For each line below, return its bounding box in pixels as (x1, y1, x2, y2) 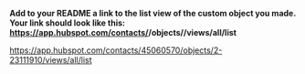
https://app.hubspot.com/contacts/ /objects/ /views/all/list (9, 27, 237, 37)
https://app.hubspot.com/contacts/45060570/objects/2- (9, 45, 223, 56)
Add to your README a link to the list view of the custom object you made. (9, 8, 297, 18)
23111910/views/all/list (9, 55, 93, 65)
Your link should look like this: (9, 17, 126, 28)
